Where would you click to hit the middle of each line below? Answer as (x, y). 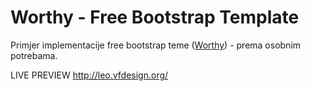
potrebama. (34, 55)
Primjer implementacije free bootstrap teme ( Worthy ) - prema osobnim (156, 45)
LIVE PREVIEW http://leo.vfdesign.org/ (89, 75)
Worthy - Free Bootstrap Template (155, 17)
